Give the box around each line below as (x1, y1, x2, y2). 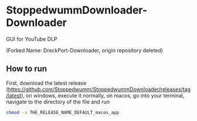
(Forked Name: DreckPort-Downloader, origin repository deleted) (6, 46, 163, 53)
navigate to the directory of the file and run (6, 98, 110, 105)
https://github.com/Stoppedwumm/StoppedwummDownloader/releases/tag (8, 86, 191, 93)
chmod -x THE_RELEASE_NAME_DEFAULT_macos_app (6, 109, 119, 115)
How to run (6, 64, 47, 74)
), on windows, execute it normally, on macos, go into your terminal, (21, 92, 185, 99)
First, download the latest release (6, 79, 87, 86)
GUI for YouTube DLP (6, 35, 57, 42)
